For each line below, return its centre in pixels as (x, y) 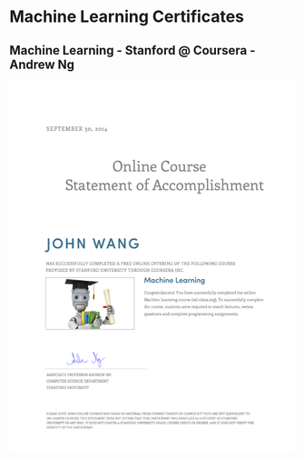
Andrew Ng (42, 64)
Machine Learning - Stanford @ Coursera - (132, 50)
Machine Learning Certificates (127, 17)
